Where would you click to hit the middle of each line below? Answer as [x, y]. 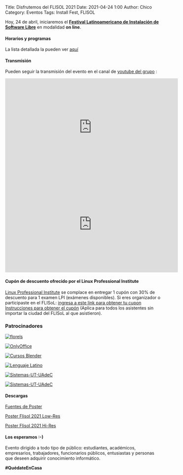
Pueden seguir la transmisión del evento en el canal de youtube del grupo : [81, 71]
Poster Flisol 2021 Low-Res [33, 416]
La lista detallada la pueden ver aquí [42, 49]
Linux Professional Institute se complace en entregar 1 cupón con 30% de [80, 292]
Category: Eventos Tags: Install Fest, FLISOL [50, 12]
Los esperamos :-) [24, 437]
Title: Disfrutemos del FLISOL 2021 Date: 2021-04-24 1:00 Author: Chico [78, 7]
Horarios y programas [28, 38]
